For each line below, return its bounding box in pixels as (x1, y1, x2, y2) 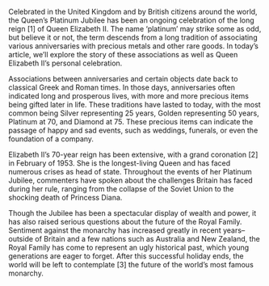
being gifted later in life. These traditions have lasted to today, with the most (8, 100, 261, 109)
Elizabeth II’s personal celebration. (8, 58, 123, 68)
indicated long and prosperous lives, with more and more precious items (8, 91, 249, 100)
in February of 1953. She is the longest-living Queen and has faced (8, 158, 231, 168)
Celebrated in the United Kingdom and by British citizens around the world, (8, 7, 258, 16)
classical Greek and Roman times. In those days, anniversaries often (8, 82, 236, 92)
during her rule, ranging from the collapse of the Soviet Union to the (8, 184, 234, 193)
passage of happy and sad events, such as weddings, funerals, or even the (8, 125, 258, 135)
